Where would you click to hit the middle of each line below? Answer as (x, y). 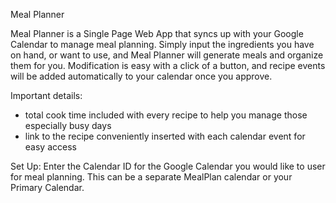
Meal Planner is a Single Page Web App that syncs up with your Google (157, 33)
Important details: (46, 95)
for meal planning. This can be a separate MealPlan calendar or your (151, 177)
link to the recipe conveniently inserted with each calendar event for (165, 136)
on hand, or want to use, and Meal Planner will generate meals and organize (167, 55)
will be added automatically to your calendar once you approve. (141, 76)
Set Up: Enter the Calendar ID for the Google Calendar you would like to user (168, 166)
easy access (50, 147)
